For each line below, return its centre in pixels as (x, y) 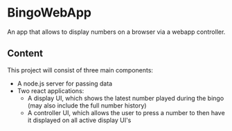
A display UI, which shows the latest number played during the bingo (126, 98)
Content (25, 53)
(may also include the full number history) (87, 105)
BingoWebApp (50, 13)
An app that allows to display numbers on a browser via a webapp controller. (116, 32)
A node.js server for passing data (65, 83)
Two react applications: (51, 90)
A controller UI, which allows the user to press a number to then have (126, 112)
